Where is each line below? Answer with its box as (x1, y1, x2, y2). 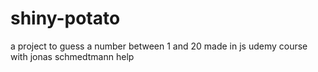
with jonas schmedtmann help (10, 50, 135, 62)
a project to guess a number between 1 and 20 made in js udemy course (10, 40, 308, 52)
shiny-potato (10, 7, 121, 30)
